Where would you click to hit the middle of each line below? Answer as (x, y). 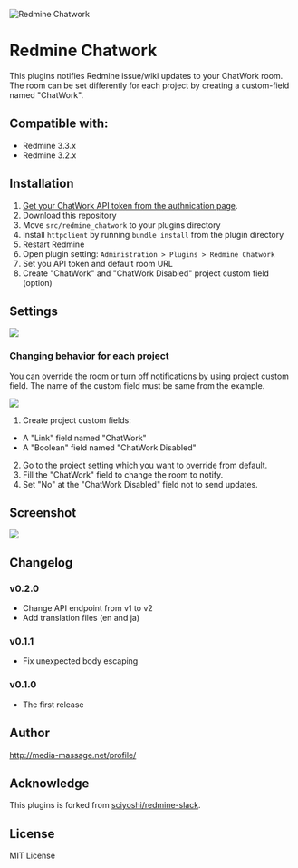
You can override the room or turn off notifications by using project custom (149, 376)
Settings (34, 311)
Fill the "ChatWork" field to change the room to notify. (123, 474)
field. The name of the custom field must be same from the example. (137, 385)
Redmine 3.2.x (49, 155)
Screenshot (43, 513)
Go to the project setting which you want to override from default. (145, 465)
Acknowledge (49, 783)
